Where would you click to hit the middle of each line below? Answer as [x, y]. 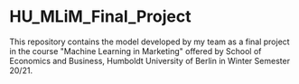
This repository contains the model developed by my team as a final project [150, 42]
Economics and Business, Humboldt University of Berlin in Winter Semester [150, 61]
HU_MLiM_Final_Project [100, 17]
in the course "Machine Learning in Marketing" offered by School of [135, 51]
